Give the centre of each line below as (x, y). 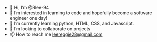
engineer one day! (28, 18)
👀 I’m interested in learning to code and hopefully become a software (81, 13)
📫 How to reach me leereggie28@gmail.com (56, 34)
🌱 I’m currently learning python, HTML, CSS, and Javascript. (72, 23)
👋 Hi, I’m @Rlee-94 (29, 8)
